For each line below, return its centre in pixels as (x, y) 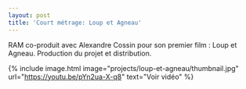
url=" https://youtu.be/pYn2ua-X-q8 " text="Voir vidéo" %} (101, 77)
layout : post (29, 15)
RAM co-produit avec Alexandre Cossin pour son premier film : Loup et (123, 44)
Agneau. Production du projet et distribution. (80, 53)
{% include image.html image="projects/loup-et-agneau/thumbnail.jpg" (123, 68)
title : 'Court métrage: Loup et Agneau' (75, 23)
